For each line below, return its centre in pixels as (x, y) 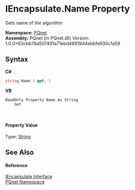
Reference (16, 165)
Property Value (22, 125)
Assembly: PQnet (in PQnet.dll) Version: (47, 38)
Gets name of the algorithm (34, 23)
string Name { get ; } (28, 81)
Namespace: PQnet (26, 32)
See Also (20, 153)
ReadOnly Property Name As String (42, 100)
